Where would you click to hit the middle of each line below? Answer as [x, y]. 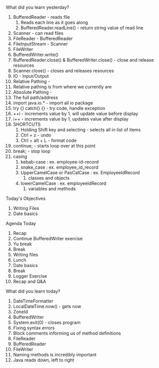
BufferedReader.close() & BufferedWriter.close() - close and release [84, 60]
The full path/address [35, 97]
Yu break [22, 244]
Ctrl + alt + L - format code [49, 140]
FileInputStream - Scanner [40, 44]
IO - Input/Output [31, 76]
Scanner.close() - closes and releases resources [63, 71]
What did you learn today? [33, 291]
